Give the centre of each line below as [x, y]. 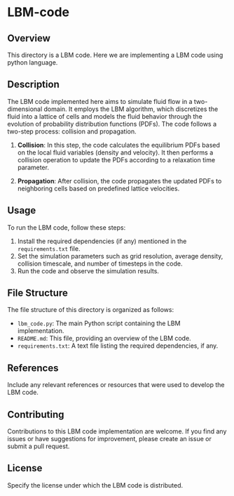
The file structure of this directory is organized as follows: [90, 310]
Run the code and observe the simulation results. [88, 270]
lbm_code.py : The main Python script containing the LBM [99, 323]
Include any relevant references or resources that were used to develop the [116, 385]
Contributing [36, 414]
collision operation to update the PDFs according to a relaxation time [116, 159]
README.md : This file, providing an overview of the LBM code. [104, 339]
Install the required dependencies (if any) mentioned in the [102, 241]
